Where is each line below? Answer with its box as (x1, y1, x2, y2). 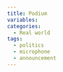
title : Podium (7, 10, 48, 17)
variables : (7, 16, 38, 23)
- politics (13, 42, 45, 49)
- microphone (13, 49, 51, 56)
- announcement (13, 55, 57, 62)
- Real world (13, 29, 51, 36)
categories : (7, 23, 41, 29)
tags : (7, 36, 23, 43)
